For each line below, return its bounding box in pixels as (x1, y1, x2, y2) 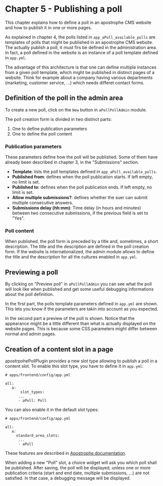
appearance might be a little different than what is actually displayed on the (5, 320, 156, 327)
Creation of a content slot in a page (5, 345, 113, 354)
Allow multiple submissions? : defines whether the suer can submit (12, 195, 148, 201)
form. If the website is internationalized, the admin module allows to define (5, 249, 155, 255)
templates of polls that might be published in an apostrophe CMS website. (5, 39, 153, 45)
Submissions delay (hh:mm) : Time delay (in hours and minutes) (12, 205, 141, 211)
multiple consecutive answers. (12, 200, 73, 206)
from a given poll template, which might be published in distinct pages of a (5, 69, 155, 75)
